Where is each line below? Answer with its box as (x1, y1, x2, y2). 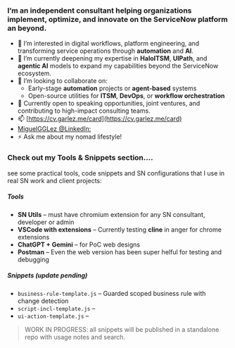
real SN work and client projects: (7, 176, 102, 185)
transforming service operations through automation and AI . (17, 46, 193, 55)
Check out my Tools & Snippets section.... (7, 153, 153, 163)
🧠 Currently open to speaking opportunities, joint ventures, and (17, 99, 201, 108)
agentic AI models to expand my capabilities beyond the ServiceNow (17, 62, 219, 70)
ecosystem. (17, 69, 51, 77)
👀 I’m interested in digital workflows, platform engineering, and (17, 39, 200, 48)
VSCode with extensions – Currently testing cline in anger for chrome (17, 225, 222, 234)
